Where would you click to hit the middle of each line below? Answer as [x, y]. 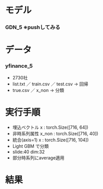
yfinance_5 [19, 66]
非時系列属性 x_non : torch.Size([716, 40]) [55, 133]
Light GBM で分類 [30, 146]
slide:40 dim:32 [28, 152]
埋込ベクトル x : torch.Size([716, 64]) [50, 127]
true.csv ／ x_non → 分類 [38, 90]
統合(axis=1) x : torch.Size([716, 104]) [50, 140]
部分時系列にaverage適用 [38, 158]
